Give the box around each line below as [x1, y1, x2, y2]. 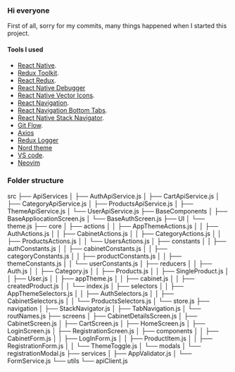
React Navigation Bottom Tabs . [17, 106, 108, 114]
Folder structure [7, 175, 64, 185]
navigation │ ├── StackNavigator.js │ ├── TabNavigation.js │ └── [7, 304, 202, 312]
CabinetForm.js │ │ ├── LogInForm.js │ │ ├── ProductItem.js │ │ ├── [7, 334, 212, 342]
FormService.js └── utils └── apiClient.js [7, 356, 128, 365]
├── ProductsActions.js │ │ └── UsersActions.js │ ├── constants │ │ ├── [7, 237, 227, 245]
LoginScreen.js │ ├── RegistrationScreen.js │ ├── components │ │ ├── [7, 326, 219, 335]
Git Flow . [17, 120, 44, 129]
